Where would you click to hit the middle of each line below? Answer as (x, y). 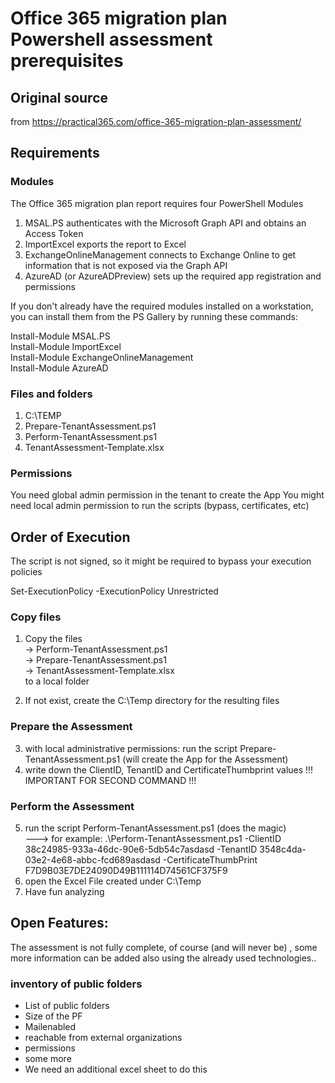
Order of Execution (70, 537)
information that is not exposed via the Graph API (126, 265)
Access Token (54, 233)
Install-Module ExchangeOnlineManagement (102, 357)
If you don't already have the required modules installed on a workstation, (162, 306)
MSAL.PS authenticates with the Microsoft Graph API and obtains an (165, 223)
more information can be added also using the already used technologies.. (163, 958)
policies (26, 572)
